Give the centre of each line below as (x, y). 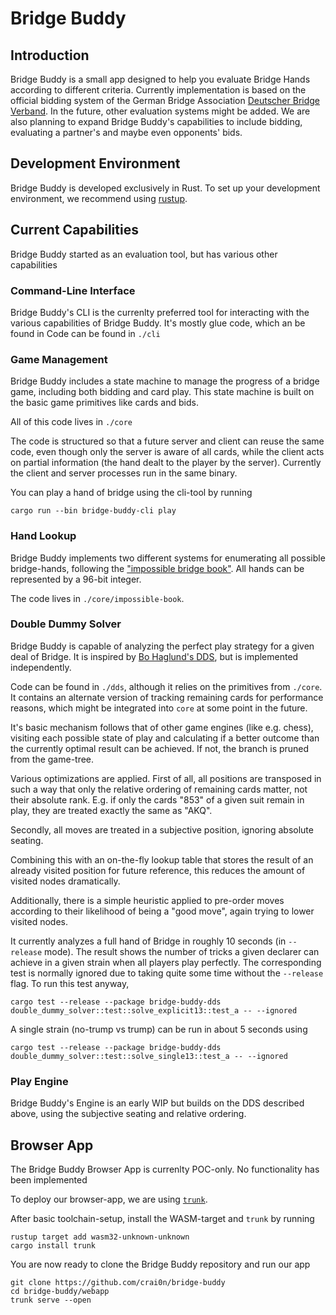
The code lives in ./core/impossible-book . (97, 598)
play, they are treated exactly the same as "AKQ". (111, 810)
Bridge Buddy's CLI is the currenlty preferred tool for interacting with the (160, 312)
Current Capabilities (74, 230)
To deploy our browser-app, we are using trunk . (109, 1199)
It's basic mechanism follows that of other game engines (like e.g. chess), (162, 727)
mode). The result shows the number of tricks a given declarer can (182, 951)
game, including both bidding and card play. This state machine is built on (162, 392)
